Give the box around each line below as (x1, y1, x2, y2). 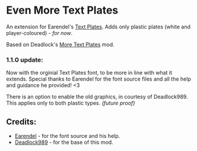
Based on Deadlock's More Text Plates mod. (6, 41, 115, 48)
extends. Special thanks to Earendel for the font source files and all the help (6, 75, 191, 83)
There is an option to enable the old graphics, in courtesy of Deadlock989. (6, 93, 188, 101)
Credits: (6, 117, 37, 127)
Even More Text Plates (6, 4, 119, 17)
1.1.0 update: (6, 56, 43, 64)
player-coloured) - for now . (6, 29, 73, 36)
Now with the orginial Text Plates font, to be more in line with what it (6, 69, 173, 76)
